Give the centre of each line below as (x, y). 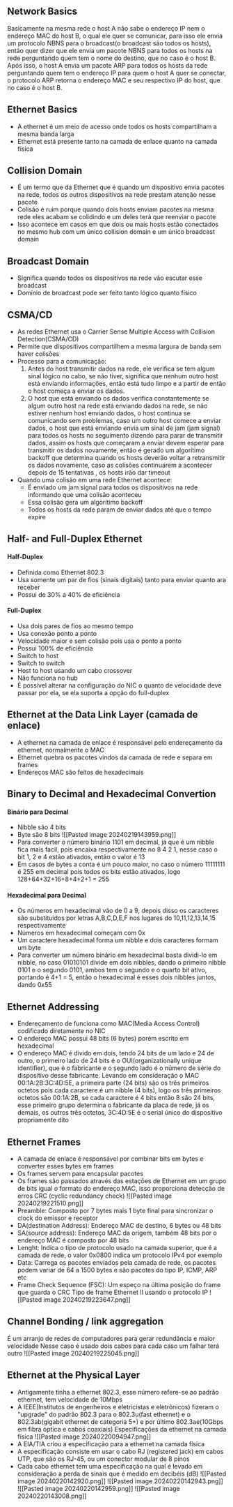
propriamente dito (43, 1120)
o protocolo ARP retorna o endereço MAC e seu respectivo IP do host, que (114, 80)
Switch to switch (41, 663)
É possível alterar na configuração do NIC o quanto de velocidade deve (119, 685)
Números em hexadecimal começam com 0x (81, 933)
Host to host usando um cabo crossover (75, 670)
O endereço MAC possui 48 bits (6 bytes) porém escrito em (103, 1039)
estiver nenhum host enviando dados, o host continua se (109, 413)
